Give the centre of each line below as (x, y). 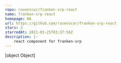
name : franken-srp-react (30, 14)
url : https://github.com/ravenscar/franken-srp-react (61, 23)
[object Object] (20, 55)
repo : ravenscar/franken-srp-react (41, 10)
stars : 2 (14, 28)
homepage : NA (18, 19)
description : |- (21, 37)
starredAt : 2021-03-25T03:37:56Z (39, 32)
